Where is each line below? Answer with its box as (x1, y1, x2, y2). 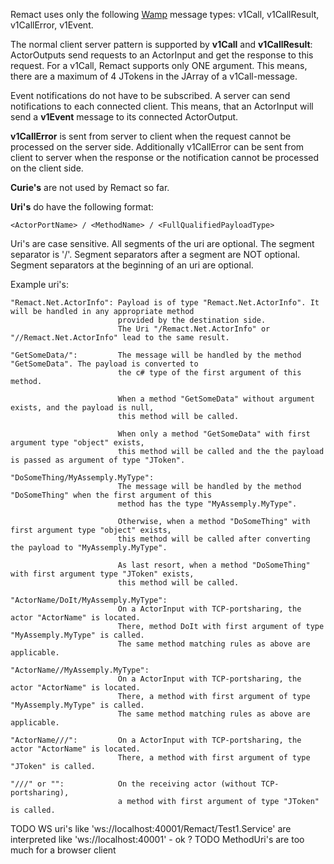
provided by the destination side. (117, 315, 267, 325)
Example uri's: (10, 279, 69, 290)
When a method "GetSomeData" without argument (117, 394, 315, 404)
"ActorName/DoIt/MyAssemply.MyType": (10, 595, 168, 605)
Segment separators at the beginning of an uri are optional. (10, 259, 254, 271)
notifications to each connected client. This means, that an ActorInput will (10, 100, 314, 112)
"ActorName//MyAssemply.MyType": (10, 665, 150, 675)
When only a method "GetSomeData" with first (117, 429, 311, 439)
